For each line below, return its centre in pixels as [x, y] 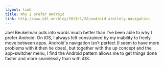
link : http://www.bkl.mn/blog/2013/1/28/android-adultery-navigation [78, 19]
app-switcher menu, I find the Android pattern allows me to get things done [81, 53]
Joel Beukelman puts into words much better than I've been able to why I [79, 33]
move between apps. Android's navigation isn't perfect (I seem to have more [82, 43]
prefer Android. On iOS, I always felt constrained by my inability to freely [78, 38]
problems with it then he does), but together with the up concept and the [78, 48]
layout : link [18, 10]
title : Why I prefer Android [35, 14]
